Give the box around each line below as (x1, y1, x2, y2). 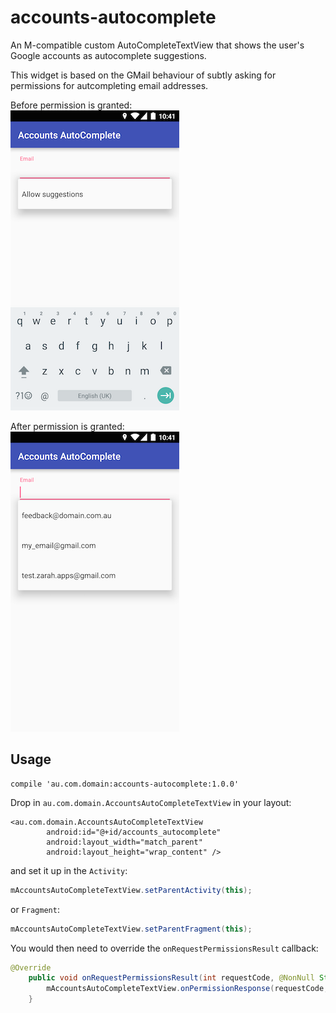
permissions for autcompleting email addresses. (10, 79, 209, 91)
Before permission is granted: (10, 99, 133, 111)
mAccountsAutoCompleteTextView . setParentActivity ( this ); (10, 885, 253, 895)
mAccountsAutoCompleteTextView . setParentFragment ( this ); (10, 924, 253, 934)
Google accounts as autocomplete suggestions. (10, 49, 207, 61)
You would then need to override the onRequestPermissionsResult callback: (10, 942, 319, 954)
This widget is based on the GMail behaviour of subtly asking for (10, 69, 277, 81)
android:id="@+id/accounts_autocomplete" (46, 827, 222, 837)
